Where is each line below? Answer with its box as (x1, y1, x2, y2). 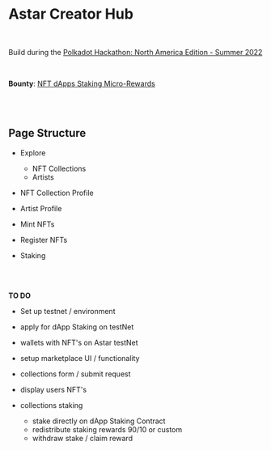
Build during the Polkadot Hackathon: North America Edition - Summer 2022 (8, 47, 263, 57)
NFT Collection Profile (19, 188, 95, 197)
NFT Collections (32, 163, 87, 173)
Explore (19, 147, 46, 158)
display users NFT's (19, 384, 87, 394)
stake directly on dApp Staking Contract (32, 416, 166, 426)
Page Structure (8, 126, 87, 140)
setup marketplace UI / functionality (19, 353, 140, 363)
